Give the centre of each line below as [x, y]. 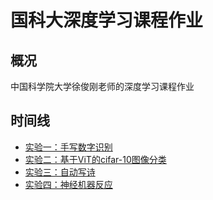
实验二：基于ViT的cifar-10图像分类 [95, 159]
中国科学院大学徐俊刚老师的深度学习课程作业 [102, 86]
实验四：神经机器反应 [68, 184]
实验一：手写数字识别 [68, 147]
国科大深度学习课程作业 [107, 20]
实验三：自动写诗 [60, 172]
